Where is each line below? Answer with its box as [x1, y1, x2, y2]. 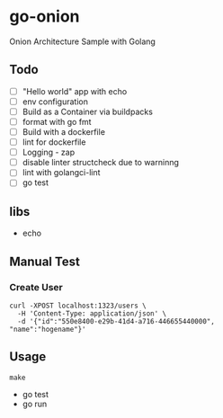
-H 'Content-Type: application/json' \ [17, 308, 167, 318]
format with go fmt [22, 116, 92, 127]
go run [22, 398, 48, 409]
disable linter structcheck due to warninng [22, 157, 180, 168]
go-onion [9, 6, 80, 27]
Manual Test [9, 253, 81, 269]
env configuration [22, 96, 88, 107]
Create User [9, 280, 63, 293]
